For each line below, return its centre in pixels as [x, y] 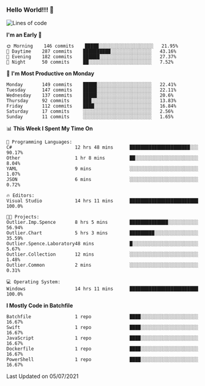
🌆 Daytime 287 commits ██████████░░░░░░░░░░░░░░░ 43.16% [91, 51]
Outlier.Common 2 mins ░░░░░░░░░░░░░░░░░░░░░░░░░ [102, 265]
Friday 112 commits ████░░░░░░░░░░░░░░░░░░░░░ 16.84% [91, 106]
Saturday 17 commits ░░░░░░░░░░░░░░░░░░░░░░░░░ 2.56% [90, 112]
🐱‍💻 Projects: [23, 217]
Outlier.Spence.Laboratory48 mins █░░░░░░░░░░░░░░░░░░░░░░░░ [102, 244]
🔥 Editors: [20, 196]
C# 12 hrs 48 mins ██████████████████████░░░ [102, 147]
